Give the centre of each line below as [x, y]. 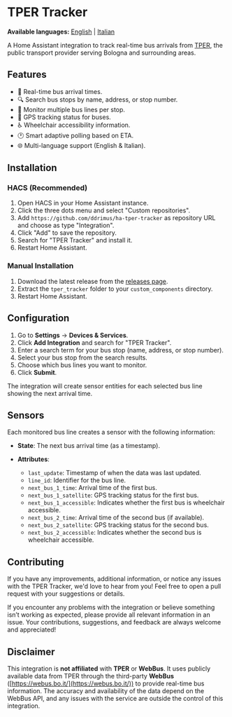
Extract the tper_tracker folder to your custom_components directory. [115, 289]
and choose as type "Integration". [66, 226]
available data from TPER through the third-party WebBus [91, 676]
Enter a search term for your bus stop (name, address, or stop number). [120, 350]
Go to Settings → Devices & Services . [73, 335]
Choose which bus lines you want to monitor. [82, 364]
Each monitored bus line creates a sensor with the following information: [111, 432]
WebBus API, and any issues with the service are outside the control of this [115, 698]
